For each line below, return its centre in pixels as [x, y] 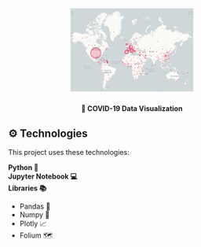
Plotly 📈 [33, 223]
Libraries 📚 [27, 188]
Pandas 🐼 [35, 206]
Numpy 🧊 [35, 215]
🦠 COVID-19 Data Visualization [132, 109]
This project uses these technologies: [69, 153]
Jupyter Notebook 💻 [43, 176]
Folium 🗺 [36, 235]
